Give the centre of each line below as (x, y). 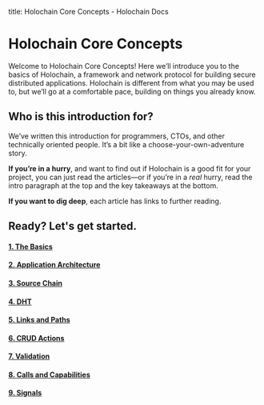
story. (18, 153)
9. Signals (25, 393)
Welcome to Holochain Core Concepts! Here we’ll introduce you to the (124, 66)
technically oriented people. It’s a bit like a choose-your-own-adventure (126, 144)
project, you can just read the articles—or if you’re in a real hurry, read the (131, 177)
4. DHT (20, 301)
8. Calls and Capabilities (49, 375)
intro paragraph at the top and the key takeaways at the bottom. (113, 185)
